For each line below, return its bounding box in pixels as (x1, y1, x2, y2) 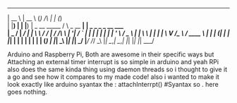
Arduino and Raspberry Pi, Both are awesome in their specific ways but (7, 50, 214, 59)
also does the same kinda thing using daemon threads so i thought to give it (7, 65, 228, 73)
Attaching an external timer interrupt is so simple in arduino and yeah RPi (7, 58, 219, 66)
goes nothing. (7, 87, 48, 96)
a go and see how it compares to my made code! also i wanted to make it (7, 73, 220, 81)
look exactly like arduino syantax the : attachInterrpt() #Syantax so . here (7, 80, 219, 88)
